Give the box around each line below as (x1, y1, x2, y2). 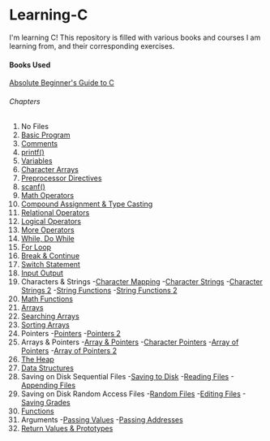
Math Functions (20, 294, 74, 304)
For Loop (20, 242, 52, 253)
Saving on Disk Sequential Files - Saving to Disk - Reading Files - (20, 372, 234, 382)
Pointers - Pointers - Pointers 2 (20, 329, 121, 339)
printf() (20, 148, 45, 158)
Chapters (9, 96, 41, 106)
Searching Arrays (20, 311, 79, 322)
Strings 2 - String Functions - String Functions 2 (20, 286, 178, 296)
